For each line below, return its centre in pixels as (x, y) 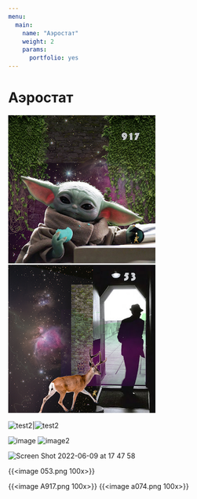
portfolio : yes (54, 58)
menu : (17, 16)
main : (24, 25)
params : (35, 50)
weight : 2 (38, 42)
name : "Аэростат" (51, 33)
